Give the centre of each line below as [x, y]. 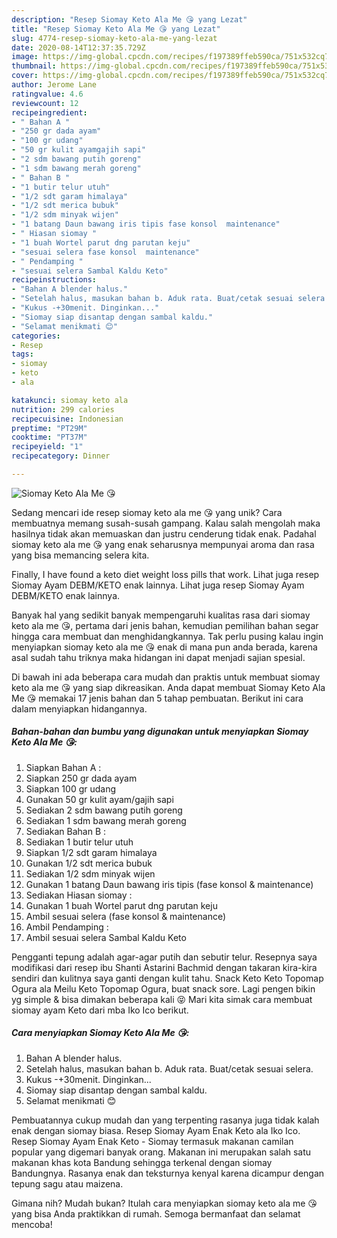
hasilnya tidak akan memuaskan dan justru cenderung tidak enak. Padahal [164, 533]
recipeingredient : [49, 112]
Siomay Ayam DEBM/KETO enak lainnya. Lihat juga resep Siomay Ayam [158, 585]
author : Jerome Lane [54, 85]
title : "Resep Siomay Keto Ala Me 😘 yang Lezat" [116, 29]
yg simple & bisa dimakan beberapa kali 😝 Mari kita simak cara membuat [162, 999]
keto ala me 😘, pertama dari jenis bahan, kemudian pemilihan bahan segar [165, 625]
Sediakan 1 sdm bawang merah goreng [106, 820]
